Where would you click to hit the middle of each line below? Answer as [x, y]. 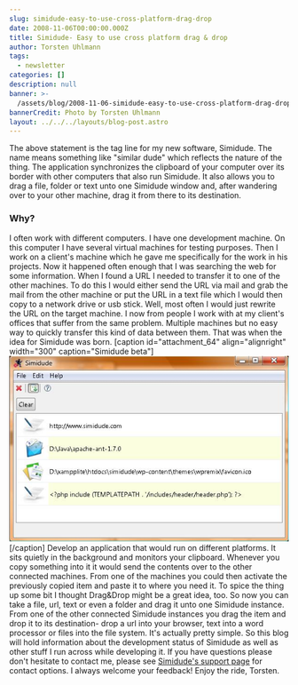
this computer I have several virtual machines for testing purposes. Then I [144, 247]
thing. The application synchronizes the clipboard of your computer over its [147, 167]
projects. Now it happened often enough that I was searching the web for [143, 266]
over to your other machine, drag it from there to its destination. [125, 195]
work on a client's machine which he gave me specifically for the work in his [149, 257]
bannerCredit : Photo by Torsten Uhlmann [85, 112]
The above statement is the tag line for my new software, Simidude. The [141, 148]
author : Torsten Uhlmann [55, 47]
